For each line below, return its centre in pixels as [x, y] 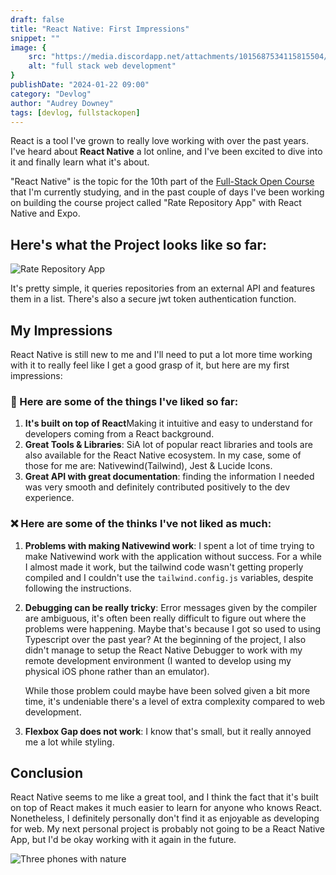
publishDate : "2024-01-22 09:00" [80, 85]
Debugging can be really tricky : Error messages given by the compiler [171, 607]
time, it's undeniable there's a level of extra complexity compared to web [174, 701]
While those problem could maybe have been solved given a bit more [167, 690]
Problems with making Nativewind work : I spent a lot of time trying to [169, 545]
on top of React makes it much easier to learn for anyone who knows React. [166, 808]
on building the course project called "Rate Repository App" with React [156, 203]
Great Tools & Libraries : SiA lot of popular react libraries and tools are [168, 445]
